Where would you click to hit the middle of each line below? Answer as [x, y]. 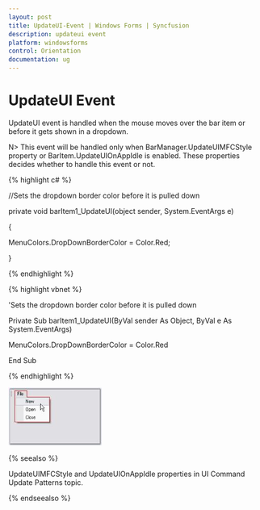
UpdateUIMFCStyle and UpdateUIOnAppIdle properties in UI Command [127, 474]
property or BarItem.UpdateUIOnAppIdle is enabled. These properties [124, 155]
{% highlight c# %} [40, 180]
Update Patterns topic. [46, 482]
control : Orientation [45, 51]
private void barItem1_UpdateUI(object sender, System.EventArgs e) [121, 211]
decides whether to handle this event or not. [82, 164]
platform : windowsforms [48, 43]
